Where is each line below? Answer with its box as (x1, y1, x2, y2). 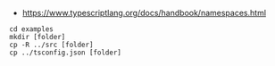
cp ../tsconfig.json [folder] (9, 48, 122, 57)
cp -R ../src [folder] (9, 40, 94, 49)
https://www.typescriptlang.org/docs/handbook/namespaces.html (21, 8, 266, 18)
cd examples (9, 25, 54, 34)
